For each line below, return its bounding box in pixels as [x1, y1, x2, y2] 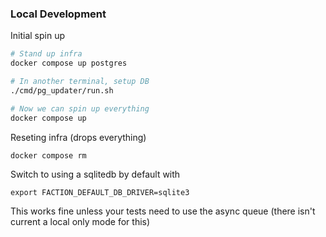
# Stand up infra [10, 49, 83, 59]
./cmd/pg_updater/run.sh [10, 85, 114, 96]
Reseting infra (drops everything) [10, 131, 147, 143]
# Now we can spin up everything [10, 103, 150, 114]
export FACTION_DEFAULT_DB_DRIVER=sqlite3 [10, 187, 190, 197]
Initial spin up [10, 30, 65, 42]
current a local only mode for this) [10, 215, 151, 227]
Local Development [10, 7, 107, 21]
